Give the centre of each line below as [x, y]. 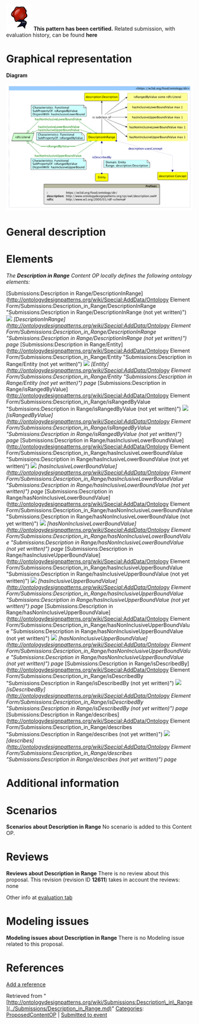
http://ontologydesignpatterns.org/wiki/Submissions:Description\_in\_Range [100, 1002]
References [35, 968]
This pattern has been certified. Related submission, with [105, 29]
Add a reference [26, 984]
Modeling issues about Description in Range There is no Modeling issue [95, 938]
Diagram [17, 75]
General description [56, 232]
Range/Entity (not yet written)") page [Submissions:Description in [86, 383]
